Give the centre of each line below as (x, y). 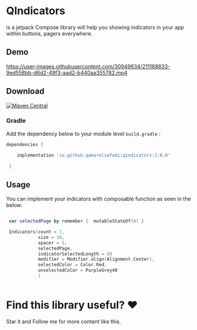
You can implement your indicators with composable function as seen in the (98, 199)
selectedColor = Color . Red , (72, 265)
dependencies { (25, 144)
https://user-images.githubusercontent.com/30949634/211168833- (88, 66)
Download (25, 91)
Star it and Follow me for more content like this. (64, 321)
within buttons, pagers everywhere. (49, 33)
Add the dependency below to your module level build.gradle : (83, 134)
